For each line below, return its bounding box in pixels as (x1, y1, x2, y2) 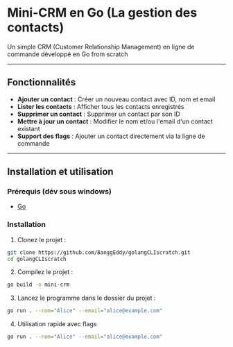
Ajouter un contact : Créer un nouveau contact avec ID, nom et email (17, 95, 216, 103)
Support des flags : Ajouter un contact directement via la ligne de (17, 132, 206, 140)
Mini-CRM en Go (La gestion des (7, 5, 198, 21)
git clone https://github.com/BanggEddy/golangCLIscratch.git (7, 248, 191, 256)
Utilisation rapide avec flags (17, 320, 97, 328)
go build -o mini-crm (7, 281, 70, 289)
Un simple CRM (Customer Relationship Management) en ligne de (7, 42, 196, 51)
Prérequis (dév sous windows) (7, 187, 112, 196)
